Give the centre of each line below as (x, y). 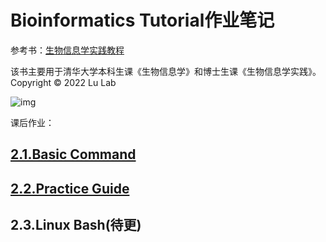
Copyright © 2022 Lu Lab (63, 82)
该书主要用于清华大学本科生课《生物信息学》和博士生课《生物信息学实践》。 (166, 71)
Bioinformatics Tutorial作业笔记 (142, 20)
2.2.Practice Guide (70, 188)
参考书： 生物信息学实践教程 (67, 50)
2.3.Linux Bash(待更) (76, 225)
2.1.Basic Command (73, 154)
